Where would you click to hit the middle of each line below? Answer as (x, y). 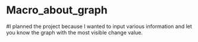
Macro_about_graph (57, 10)
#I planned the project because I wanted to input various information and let (99, 26)
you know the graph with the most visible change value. (75, 32)
